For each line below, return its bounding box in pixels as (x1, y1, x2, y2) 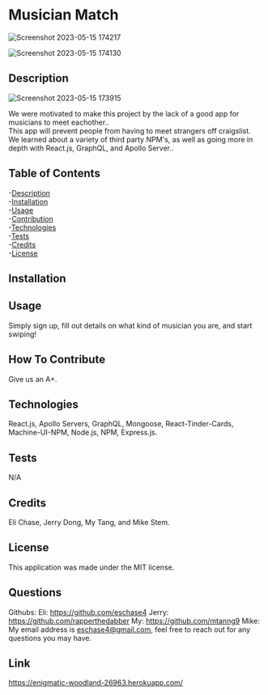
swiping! (8, 329, 37, 339)
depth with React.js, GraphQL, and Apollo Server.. (8, 143, 174, 153)
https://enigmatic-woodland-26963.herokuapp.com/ (8, 678, 184, 688)
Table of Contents (8, 167, 101, 180)
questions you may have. (8, 633, 92, 642)
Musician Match (8, 6, 119, 24)
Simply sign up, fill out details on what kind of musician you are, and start (8, 320, 253, 330)
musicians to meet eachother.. (8, 117, 109, 127)
